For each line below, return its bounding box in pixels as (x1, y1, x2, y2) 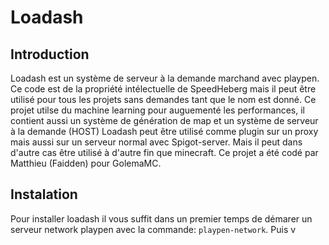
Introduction (10, 46, 90, 63)
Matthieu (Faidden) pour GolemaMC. (10, 157, 162, 169)
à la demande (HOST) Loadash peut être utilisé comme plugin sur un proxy (10, 126, 319, 137)
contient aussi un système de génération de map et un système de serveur (10, 115, 319, 126)
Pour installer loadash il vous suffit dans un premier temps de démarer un (10, 212, 313, 225)
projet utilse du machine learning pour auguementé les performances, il (10, 104, 305, 116)
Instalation (10, 186, 78, 203)
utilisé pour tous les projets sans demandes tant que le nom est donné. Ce (10, 94, 317, 105)
